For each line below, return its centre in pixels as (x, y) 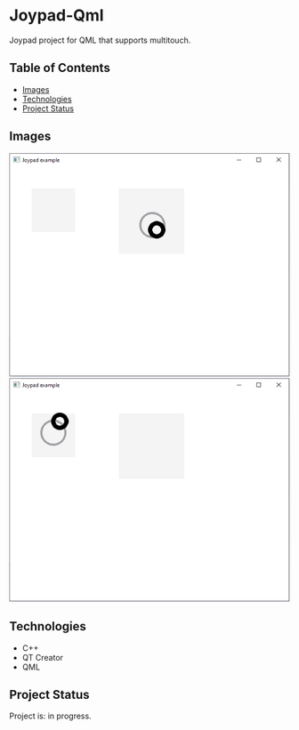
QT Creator (43, 657)
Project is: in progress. (50, 716)
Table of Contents (60, 68)
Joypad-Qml (57, 16)
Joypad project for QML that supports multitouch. (100, 40)
